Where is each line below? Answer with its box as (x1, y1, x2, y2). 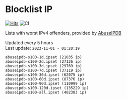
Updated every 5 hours (5, 39, 53, 46)
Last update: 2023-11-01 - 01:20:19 (5, 45, 80, 51)
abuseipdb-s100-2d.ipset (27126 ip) (5, 59, 82, 64)
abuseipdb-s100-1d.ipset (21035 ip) (5, 54, 82, 60)
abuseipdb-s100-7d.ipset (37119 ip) (5, 68, 82, 73)
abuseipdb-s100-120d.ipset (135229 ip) (5, 85, 89, 90)
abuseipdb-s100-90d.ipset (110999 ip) (5, 81, 87, 86)
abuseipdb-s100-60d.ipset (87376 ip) (5, 76, 85, 81)
